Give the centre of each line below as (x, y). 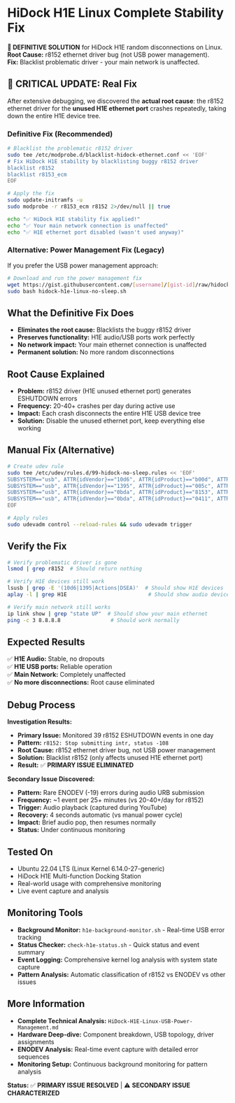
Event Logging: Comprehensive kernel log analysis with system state (117, 960)
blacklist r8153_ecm (37, 174)
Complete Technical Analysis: (62, 1020)
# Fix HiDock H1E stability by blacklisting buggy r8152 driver (103, 161)
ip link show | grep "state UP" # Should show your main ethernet (108, 614)
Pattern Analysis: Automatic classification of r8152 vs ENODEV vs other (121, 974)
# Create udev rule (36, 466)
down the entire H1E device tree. (54, 115)
